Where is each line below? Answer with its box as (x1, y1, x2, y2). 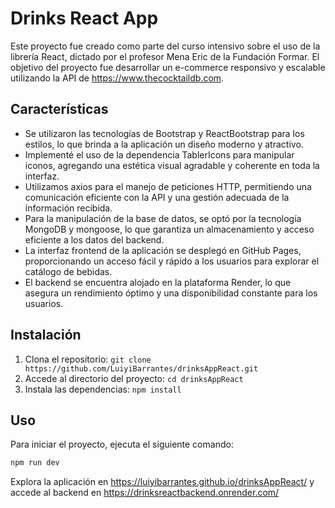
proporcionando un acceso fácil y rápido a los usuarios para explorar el (24, 255, 320, 267)
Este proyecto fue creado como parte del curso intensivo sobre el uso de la (10, 40, 321, 52)
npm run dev (10, 458, 60, 468)
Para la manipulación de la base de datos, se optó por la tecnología (24, 212, 302, 224)
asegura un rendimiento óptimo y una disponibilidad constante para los (24, 287, 318, 299)
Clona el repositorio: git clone (24, 353, 152, 365)
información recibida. (24, 202, 113, 214)
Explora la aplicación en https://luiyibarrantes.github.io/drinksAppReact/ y (10, 476, 315, 488)
